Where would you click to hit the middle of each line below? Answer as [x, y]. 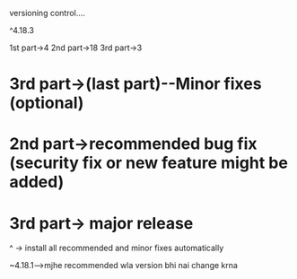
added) [37, 182]
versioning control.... [47, 13]
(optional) [47, 103]
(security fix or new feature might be [149, 163]
